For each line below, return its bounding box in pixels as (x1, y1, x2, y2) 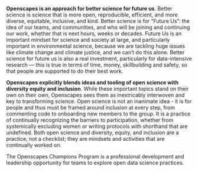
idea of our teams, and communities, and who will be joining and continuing (6, 24, 190, 31)
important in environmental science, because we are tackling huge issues (6, 42, 185, 49)
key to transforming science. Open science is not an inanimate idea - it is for (6, 98, 192, 105)
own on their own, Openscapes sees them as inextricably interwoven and (6, 91, 185, 98)
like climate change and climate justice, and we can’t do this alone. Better (6, 49, 185, 55)
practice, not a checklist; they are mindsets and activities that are (6, 135, 165, 142)
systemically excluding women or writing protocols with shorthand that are (6, 123, 188, 130)
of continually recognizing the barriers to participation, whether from (6, 117, 173, 123)
